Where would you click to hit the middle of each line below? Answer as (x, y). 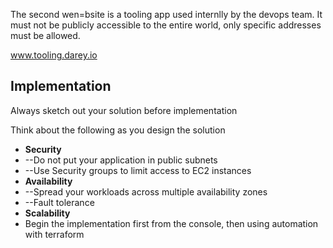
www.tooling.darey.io (54, 55)
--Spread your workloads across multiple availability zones (146, 191)
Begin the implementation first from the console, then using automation (171, 223)
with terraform (54, 234)
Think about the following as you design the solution (118, 130)
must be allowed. (45, 35)
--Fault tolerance (59, 202)
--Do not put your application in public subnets (121, 160)
